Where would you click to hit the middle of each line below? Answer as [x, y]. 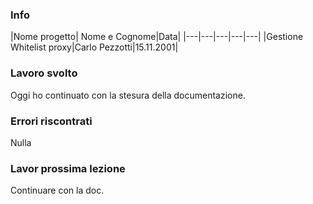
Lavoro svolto [44, 73]
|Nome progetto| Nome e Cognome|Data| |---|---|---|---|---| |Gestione [157, 37]
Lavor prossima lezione [68, 168]
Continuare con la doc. [57, 190]
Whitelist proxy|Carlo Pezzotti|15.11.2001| [94, 47]
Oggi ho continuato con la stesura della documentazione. [128, 95]
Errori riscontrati [51, 121]
